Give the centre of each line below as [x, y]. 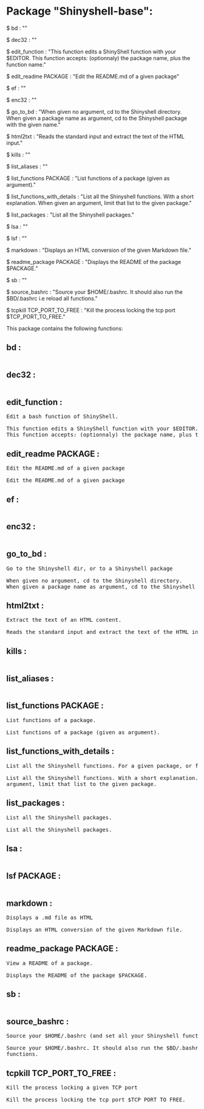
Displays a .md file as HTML [49, 917]
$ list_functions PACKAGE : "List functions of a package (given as [88, 178]
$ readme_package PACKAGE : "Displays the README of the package [94, 262]
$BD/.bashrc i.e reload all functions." [52, 298]
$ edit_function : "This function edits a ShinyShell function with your [91, 51]
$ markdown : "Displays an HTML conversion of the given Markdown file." [99, 250]
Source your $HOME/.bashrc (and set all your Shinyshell [93, 1036]
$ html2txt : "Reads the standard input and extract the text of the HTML [96, 136]
